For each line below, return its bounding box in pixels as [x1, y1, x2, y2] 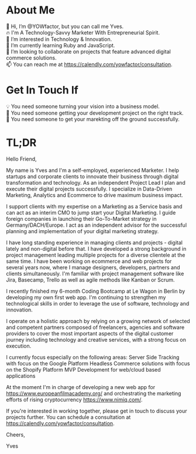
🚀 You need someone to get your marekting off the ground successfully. [6, 115, 180, 123]
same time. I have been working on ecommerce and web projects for [6, 258, 172, 265]
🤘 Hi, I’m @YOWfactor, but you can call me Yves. [6, 23, 124, 30]
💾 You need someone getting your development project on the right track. [6, 109, 184, 116]
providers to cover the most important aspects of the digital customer [6, 330, 174, 337]
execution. [6, 342, 32, 349]
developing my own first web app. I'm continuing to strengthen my [6, 293, 166, 301]
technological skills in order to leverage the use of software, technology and [6, 300, 190, 307]
